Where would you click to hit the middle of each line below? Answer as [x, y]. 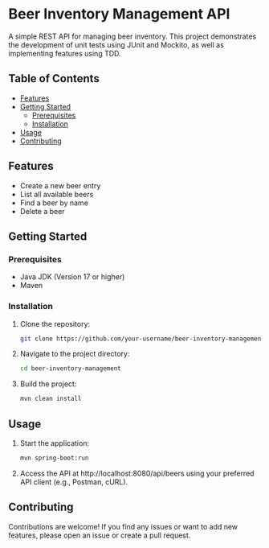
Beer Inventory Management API [119, 14]
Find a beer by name [54, 203]
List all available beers [57, 194]
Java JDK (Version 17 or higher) [72, 277]
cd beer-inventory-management [71, 369]
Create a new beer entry [60, 185]
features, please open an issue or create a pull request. [100, 535]
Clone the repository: [55, 323]
